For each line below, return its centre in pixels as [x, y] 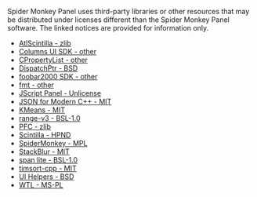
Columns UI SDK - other [58, 51]
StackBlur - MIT [44, 151]
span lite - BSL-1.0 [48, 160]
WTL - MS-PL [41, 185]
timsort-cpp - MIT [47, 168]
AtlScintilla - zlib [45, 43]
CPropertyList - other [53, 60]
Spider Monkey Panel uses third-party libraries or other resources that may [128, 11]
